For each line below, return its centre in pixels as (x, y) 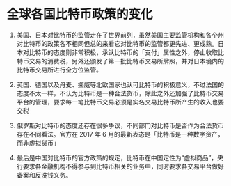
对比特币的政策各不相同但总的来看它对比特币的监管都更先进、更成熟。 (117, 43)
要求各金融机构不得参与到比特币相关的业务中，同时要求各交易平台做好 (123, 166)
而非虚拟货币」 (38, 143)
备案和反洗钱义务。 (44, 175)
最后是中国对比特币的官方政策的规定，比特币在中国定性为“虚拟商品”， (117, 157)
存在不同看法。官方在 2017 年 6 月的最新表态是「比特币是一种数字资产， (120, 134)
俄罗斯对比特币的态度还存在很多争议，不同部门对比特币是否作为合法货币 (120, 125)
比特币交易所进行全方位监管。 (59, 70)
